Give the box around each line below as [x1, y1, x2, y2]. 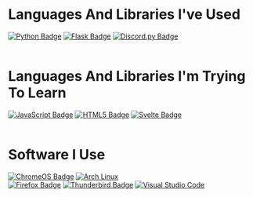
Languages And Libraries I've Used [8, 5, 241, 24]
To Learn [8, 84, 67, 102]
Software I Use [8, 146, 106, 164]
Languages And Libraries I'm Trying [8, 67, 246, 86]
